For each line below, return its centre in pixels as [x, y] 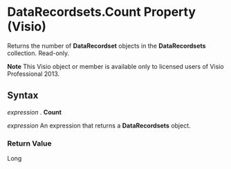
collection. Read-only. [38, 53]
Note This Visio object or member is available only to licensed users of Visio [115, 66]
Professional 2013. [34, 74]
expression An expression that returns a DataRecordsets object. [99, 126]
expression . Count [35, 112]
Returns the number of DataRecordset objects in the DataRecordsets [107, 46]
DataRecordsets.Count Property [101, 12]
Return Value [29, 143]
